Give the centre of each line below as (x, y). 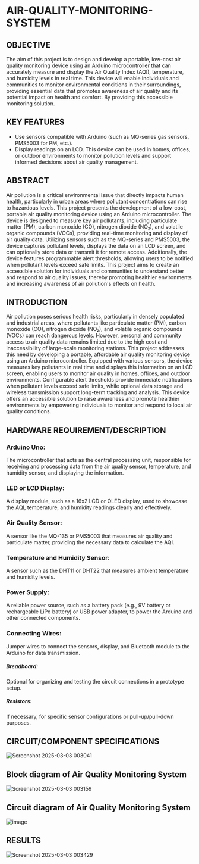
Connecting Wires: (34, 634)
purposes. (19, 723)
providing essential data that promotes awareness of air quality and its (92, 91)
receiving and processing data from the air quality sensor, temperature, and (99, 467)
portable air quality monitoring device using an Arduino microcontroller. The (99, 214)
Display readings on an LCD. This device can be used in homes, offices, (102, 149)
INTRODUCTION (37, 302)
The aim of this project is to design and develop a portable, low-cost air (94, 59)
